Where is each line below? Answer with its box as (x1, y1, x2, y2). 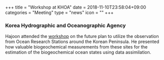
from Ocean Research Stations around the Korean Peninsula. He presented (5, 38, 159, 44)
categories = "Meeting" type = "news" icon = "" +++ (5, 9, 114, 15)
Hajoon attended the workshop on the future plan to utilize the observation (5, 33, 159, 39)
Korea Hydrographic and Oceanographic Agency (5, 22, 126, 29)
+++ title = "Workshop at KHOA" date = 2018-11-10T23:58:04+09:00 (5, 4, 146, 10)
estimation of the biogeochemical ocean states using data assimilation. (5, 49, 151, 55)
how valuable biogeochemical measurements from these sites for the (5, 44, 148, 50)
